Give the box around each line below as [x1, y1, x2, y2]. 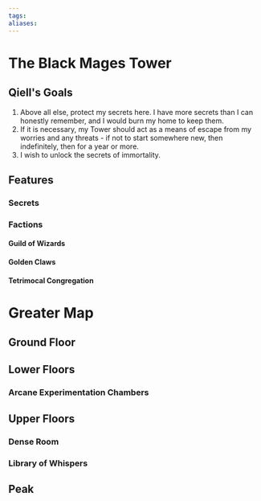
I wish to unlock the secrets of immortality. [19, 150, 161, 159]
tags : [8, 11, 27, 20]
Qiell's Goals [8, 86, 74, 100]
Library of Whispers [8, 458, 88, 469]
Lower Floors [8, 363, 75, 376]
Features [8, 173, 54, 187]
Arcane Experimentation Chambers [8, 387, 149, 398]
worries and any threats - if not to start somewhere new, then [19, 133, 223, 142]
